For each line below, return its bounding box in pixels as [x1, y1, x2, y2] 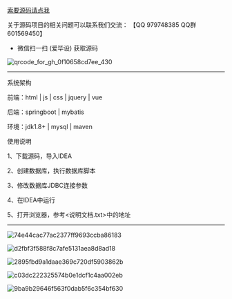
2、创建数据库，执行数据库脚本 [7, 166, 96, 175]
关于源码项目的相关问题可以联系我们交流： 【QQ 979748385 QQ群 [7, 21, 197, 29]
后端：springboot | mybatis [7, 108, 85, 116]
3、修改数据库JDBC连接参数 [7, 182, 88, 189]
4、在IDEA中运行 [7, 196, 55, 204]
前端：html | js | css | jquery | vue [7, 93, 103, 102]
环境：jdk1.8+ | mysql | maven [7, 123, 93, 131]
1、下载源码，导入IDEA [7, 152, 72, 160]
